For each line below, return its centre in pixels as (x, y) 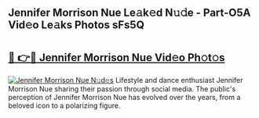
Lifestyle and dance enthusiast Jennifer (179, 80)
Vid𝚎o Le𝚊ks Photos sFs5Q (77, 25)
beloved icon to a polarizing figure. (64, 105)
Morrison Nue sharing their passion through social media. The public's (122, 89)
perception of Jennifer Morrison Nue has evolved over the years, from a (124, 97)
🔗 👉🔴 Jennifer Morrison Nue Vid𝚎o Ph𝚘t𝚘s (117, 57)
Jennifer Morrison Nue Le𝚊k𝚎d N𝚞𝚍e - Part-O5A (129, 13)
